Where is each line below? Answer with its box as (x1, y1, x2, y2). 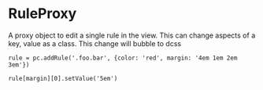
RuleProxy (8, 5, 77, 23)
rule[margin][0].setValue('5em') (8, 74, 118, 82)
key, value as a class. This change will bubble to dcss (8, 38, 182, 48)
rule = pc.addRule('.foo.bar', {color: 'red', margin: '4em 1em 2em (8, 54, 238, 62)
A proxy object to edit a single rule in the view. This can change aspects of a (8, 31, 256, 40)
